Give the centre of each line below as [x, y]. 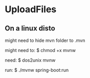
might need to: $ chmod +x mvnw [40, 50]
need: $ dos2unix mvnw [30, 60]
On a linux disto [30, 28]
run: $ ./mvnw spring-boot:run [37, 70]
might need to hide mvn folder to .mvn [45, 40]
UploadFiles [31, 9]
